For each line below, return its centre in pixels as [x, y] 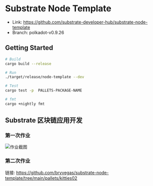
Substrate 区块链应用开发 [44, 120]
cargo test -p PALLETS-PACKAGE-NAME [44, 91]
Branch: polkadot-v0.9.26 [38, 32]
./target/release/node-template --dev [45, 77]
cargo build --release [28, 64]
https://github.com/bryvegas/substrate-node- [62, 172]
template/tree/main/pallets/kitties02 [41, 178]
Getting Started [29, 48]
